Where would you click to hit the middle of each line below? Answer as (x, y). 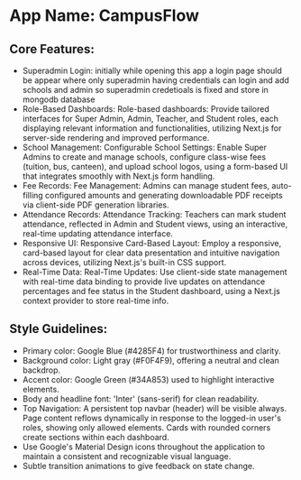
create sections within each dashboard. (96, 437)
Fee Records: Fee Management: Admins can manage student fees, (146, 185)
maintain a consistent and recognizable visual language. (127, 456)
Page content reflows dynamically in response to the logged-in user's (152, 418)
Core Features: (52, 49)
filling (32, 195)
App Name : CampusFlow (105, 16)
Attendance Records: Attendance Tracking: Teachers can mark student (154, 214)
